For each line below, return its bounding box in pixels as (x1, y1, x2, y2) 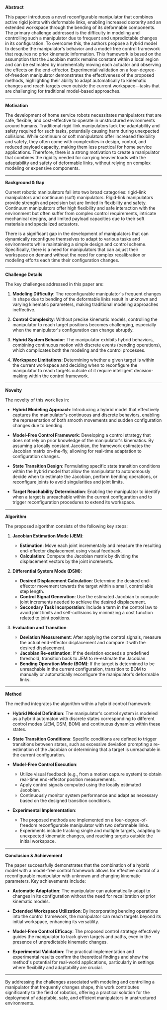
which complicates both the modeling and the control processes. (12, 347, 146, 353)
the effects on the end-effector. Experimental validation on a (5, 67, 129, 73)
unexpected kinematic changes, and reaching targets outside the (19, 833, 153, 839)
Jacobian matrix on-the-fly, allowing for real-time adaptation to (12, 448, 142, 454)
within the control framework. (28, 373, 89, 379)
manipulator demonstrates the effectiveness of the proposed (29, 72, 155, 78)
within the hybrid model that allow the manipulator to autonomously (12, 469, 151, 474)
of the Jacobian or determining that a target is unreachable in (35, 747, 161, 753)
